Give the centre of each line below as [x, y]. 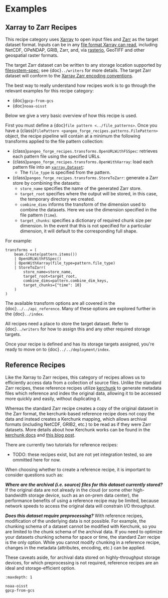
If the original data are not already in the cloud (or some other [69, 490]
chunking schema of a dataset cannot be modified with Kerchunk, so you [81, 526]
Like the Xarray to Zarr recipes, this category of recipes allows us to [75, 377]
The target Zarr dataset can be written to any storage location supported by [83, 65]
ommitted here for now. [37, 459]
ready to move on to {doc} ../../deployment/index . [58, 349]
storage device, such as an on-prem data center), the [83, 495]
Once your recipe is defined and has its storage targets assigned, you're [80, 344]
